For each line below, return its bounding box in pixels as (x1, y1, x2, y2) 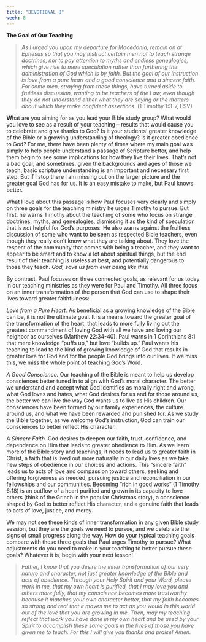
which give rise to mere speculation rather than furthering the (21, 63, 178, 71)
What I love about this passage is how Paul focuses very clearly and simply (6, 198, 196, 205)
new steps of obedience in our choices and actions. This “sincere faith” (6, 461, 187, 468)
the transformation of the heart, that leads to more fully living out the (6, 319, 180, 327)
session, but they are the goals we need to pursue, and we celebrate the (6, 525, 189, 532)
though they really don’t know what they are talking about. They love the (6, 237, 189, 245)
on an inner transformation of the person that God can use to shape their (6, 288, 190, 296)
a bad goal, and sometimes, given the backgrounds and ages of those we (6, 160, 192, 167)
